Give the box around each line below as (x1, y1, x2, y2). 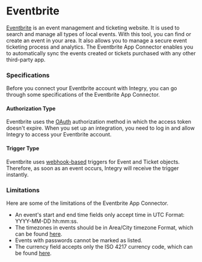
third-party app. (6, 56, 46, 63)
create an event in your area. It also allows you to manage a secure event (6, 37, 188, 44)
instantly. (6, 171, 29, 178)
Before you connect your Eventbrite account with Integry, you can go (6, 85, 177, 92)
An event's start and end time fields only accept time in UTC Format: (14, 211, 185, 218)
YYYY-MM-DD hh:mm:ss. (14, 218, 78, 225)
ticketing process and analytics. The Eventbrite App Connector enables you (6, 43, 194, 50)
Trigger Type (6, 145, 40, 152)
